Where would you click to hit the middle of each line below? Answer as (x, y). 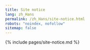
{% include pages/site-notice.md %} (43, 42)
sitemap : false (21, 28)
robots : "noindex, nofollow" (35, 24)
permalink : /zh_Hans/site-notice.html (45, 19)
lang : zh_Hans (20, 14)
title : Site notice (25, 10)
